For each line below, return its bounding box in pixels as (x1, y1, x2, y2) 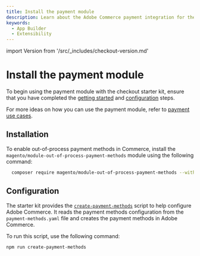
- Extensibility (11, 31, 52, 37)
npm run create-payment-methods (6, 244, 86, 250)
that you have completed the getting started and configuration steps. (6, 94, 176, 101)
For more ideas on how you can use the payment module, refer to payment (6, 106, 190, 113)
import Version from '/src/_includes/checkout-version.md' (6, 47, 149, 54)
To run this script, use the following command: (6, 232, 120, 239)
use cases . (6, 112, 33, 119)
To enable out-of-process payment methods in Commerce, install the (6, 145, 176, 152)
